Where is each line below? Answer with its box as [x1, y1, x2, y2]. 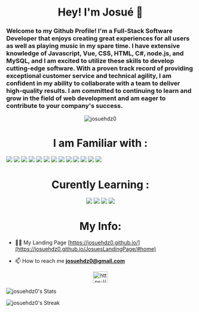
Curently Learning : [51, 178, 149, 191]
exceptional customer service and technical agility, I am [6, 72, 172, 80]
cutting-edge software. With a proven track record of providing [6, 64, 193, 72]
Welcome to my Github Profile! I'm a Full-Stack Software [6, 27, 173, 35]
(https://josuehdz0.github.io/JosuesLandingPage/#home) [14, 246, 157, 253]
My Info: [79, 219, 122, 233]
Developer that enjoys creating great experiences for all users [6, 34, 190, 43]
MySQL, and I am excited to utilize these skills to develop [6, 57, 174, 65]
